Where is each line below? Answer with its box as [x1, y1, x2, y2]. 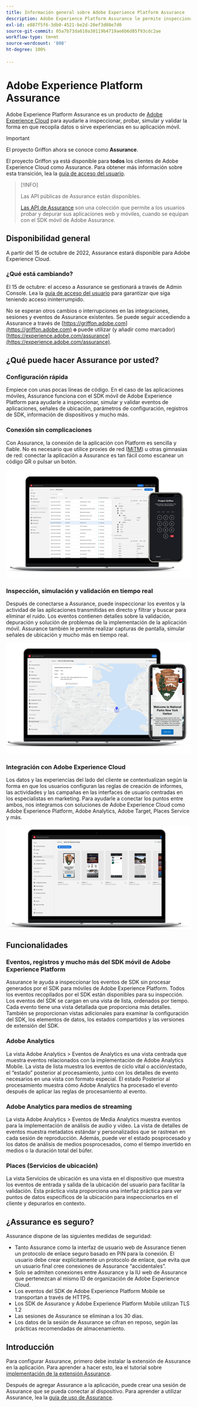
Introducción [6, 1342, 55, 1352]
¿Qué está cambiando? [6, 270, 73, 278]
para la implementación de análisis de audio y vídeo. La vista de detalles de [6, 1122, 189, 1129]
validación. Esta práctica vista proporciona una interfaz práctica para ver [6, 1187, 182, 1194]
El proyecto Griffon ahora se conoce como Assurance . [6, 146, 139, 153]
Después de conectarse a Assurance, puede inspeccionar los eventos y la [6, 600, 185, 607]
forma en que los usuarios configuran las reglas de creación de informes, [6, 783, 184, 790]
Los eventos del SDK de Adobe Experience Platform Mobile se [14, 1288, 165, 1295]
